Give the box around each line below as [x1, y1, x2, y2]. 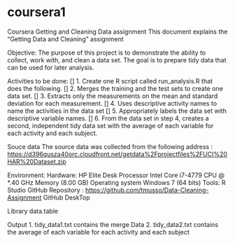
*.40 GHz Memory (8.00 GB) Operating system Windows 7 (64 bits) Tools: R [7, 178, 226, 186]
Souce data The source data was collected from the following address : [7, 142, 213, 151]
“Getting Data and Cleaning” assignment [7, 34, 124, 43]
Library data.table [7, 207, 58, 215]
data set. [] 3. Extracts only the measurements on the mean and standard [7, 92, 218, 100]
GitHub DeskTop [43, 193, 90, 202]
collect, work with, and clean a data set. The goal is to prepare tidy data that [7, 55, 227, 64]
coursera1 [7, 4, 66, 20]
